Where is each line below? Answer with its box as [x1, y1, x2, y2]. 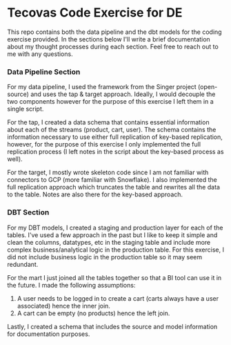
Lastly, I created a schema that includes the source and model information [7, 322, 218, 330]
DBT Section [7, 207, 50, 217]
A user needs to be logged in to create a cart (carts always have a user [17, 294, 219, 302]
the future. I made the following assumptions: [7, 281, 136, 289]
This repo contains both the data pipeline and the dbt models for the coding [7, 28, 222, 36]
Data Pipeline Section [7, 67, 81, 77]
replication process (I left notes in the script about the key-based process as [7, 147, 224, 156]
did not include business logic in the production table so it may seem [7, 252, 203, 261]
